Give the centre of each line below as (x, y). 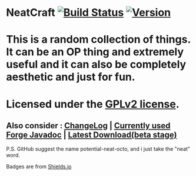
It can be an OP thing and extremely (95, 52)
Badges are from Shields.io (39, 167)
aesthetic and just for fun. (71, 77)
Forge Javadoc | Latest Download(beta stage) (92, 135)
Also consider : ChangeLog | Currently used (88, 126)
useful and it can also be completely (96, 64)
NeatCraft (31, 13)
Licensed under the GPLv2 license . (93, 104)
